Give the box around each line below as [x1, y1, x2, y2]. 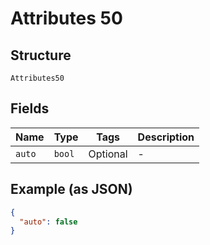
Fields [10, 100, 50, 117]
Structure [10, 47, 72, 64]
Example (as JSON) [10, 181, 133, 198]
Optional [88, 147, 128, 161]
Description [137, 130, 195, 144]
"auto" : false [19, 217, 78, 227]
